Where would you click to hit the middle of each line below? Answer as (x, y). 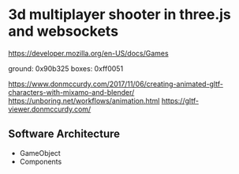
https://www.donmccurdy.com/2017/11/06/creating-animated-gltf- (116, 84)
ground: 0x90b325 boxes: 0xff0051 (66, 68)
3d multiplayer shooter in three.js (119, 15)
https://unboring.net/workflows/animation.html (84, 100)
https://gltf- (180, 100)
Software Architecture (64, 134)
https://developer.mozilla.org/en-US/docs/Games (88, 53)
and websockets (63, 31)
